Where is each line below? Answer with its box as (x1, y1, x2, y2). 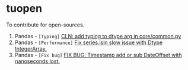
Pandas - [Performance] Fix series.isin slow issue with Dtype (14, 39, 163, 46)
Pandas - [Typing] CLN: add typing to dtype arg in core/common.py (14, 32, 181, 39)
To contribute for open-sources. (6, 21, 85, 28)
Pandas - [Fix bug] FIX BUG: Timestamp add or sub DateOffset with (14, 51, 182, 58)
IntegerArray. (14, 45, 47, 52)
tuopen (6, 2, 43, 15)
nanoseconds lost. (14, 58, 60, 65)
